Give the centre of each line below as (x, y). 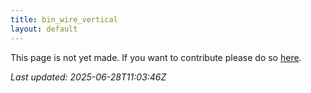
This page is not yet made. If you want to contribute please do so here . (156, 57)
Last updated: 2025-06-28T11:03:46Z (88, 77)
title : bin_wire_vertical (64, 19)
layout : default (44, 29)
